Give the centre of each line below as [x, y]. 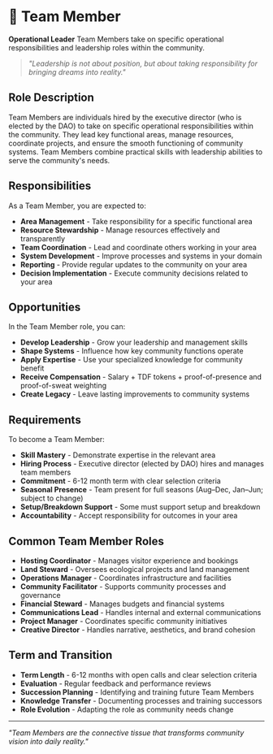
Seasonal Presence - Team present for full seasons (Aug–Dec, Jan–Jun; [142, 490]
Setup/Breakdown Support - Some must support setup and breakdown [140, 507]
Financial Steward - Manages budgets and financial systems [122, 604]
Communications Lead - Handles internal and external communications [141, 612]
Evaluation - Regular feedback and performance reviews [115, 683]
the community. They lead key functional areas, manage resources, [121, 134]
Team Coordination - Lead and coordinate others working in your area [139, 247]
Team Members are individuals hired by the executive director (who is [125, 117]
